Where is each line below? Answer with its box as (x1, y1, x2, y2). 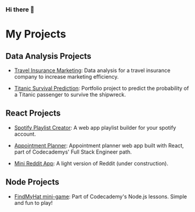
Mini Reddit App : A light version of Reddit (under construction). (14, 160, 169, 167)
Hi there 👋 (5, 5, 35, 14)
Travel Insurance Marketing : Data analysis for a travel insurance (14, 67, 171, 74)
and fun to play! (14, 199, 53, 206)
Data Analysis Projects (5, 51, 92, 61)
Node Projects (5, 177, 59, 187)
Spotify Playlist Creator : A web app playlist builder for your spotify (14, 124, 177, 131)
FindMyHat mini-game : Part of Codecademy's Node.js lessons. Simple (14, 193, 187, 200)
